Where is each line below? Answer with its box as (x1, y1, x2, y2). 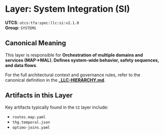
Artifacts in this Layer (5, 91, 73, 100)
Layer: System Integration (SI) (5, 3, 131, 15)
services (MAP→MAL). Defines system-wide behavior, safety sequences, (5, 57, 159, 63)
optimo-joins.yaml (12, 125, 50, 130)
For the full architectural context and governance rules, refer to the (5, 72, 141, 78)
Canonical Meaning (5, 39, 66, 47)
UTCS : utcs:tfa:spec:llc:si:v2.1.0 (5, 20, 79, 25)
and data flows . (5, 62, 38, 68)
